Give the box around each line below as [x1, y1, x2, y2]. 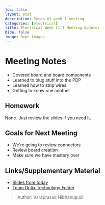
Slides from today [12, 179, 48, 185]
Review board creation [12, 147, 58, 153]
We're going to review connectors [12, 142, 81, 148]
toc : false [5, 7, 27, 12]
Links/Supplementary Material [5, 166, 101, 175]
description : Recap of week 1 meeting [5, 16, 84, 21]
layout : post [5, 12, 32, 17]
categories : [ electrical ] [5, 21, 58, 26]
